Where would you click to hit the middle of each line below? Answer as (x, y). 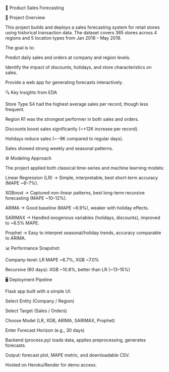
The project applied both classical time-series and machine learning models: (85, 168)
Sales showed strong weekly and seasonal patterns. (59, 148)
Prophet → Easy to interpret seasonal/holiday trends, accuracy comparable (83, 233)
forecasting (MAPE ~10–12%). (36, 198)
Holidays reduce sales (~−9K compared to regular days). (64, 139)
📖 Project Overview (25, 17)
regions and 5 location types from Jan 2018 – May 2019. (64, 38)
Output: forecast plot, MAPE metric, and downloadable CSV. (68, 355)
